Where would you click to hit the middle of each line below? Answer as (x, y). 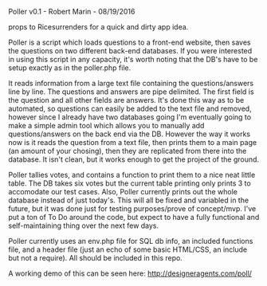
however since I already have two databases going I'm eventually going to (130, 117)
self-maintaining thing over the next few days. (84, 225)
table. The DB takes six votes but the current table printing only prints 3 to (130, 183)
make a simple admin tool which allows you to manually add (106, 125)
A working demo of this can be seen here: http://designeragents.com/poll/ (130, 273)
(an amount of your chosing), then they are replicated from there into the (128, 151)
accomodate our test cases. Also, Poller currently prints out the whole (123, 192)
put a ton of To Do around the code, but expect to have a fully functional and (134, 217)
